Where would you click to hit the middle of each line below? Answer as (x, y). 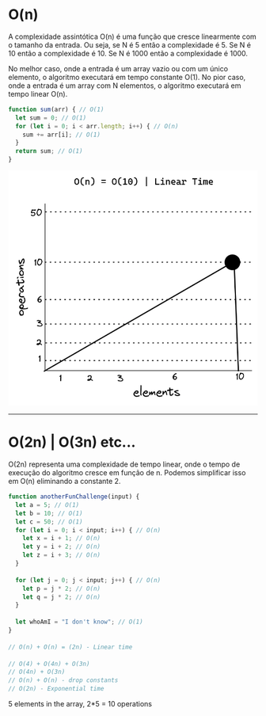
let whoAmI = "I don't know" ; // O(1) (80, 622)
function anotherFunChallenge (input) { (74, 497)
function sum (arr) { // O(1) (56, 109)
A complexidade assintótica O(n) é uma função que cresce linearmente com (133, 36)
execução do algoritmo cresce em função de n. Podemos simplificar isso (127, 473)
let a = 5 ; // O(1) (47, 505)
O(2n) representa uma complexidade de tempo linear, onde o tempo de (124, 464)
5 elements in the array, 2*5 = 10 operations (80, 704)
